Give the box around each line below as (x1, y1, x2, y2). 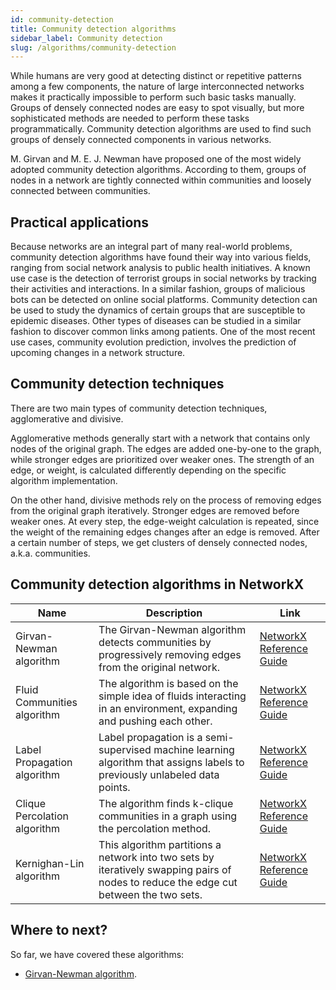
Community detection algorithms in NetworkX (10, 576, 305, 593)
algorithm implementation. (10, 474, 118, 486)
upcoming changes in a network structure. (10, 347, 186, 359)
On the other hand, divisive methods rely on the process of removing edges (10, 494, 322, 506)
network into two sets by (98, 850, 215, 864)
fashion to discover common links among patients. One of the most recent (10, 326, 316, 338)
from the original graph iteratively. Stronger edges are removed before (10, 504, 300, 516)
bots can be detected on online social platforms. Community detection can (10, 294, 318, 306)
